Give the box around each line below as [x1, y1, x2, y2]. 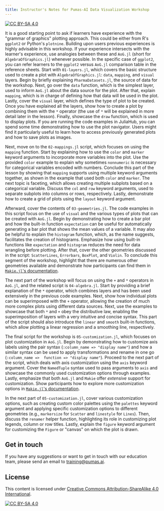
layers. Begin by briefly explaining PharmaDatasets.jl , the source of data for [5, 77, 158, 83]
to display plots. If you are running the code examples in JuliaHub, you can [5, 119, 155, 124]
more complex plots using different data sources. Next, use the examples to [5, 303, 158, 309]
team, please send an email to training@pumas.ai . [5, 459, 105, 464]
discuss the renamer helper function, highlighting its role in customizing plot [5, 416, 157, 422]
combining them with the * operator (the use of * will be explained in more [5, 108, 155, 114]
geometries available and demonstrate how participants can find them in [5, 263, 151, 268]
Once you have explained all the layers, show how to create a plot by [5, 103, 143, 109]
